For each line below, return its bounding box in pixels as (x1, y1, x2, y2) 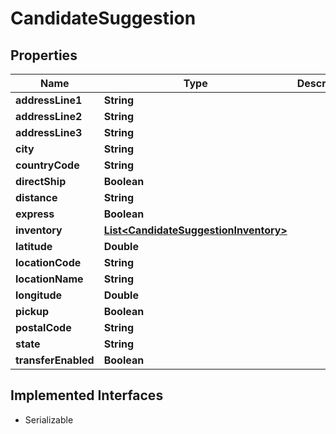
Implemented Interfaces (10, 387, 164, 404)
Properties (10, 47, 78, 64)
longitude (15, 288, 62, 302)
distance (15, 191, 58, 204)
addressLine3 (15, 126, 83, 139)
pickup (15, 305, 50, 318)
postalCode (15, 321, 72, 334)
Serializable (24, 413, 74, 426)
